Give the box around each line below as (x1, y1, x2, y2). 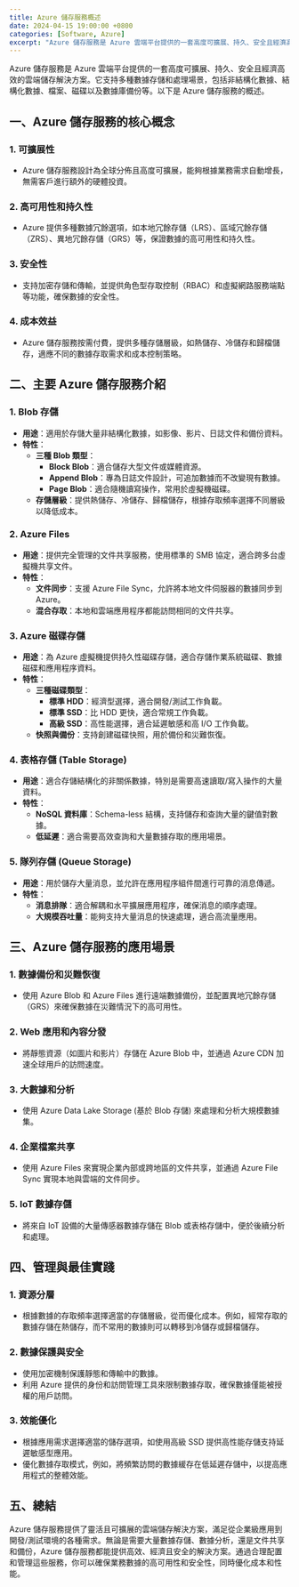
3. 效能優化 (9, 1414, 57, 1427)
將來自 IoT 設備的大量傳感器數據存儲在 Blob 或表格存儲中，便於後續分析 (21, 1220, 286, 1230)
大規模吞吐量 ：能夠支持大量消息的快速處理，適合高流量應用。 (35, 911, 263, 922)
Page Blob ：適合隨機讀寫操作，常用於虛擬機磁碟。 (48, 483, 236, 494)
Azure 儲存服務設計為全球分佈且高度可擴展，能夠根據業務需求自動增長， (21, 165, 288, 175)
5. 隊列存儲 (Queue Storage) (9, 856, 132, 868)
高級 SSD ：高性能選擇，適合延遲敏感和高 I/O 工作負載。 (48, 718, 254, 729)
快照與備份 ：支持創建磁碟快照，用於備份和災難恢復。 (35, 729, 231, 740)
